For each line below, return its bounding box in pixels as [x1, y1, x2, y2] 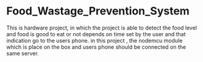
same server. [6, 49, 39, 57]
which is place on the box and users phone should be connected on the [6, 43, 187, 51]
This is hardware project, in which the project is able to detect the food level [6, 24, 197, 31]
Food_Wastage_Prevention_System [6, 4, 190, 18]
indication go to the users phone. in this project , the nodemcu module [6, 37, 183, 44]
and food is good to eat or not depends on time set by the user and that [6, 30, 186, 37]
